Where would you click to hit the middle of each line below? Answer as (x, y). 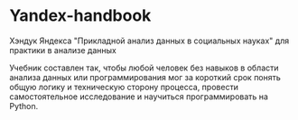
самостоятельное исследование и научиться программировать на (139, 97)
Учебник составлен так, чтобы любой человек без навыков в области (144, 68)
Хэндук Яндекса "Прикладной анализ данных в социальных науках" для (149, 41)
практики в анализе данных (63, 50)
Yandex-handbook (80, 16)
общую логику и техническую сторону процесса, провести (124, 87)
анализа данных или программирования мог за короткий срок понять (145, 77)
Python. (24, 106)
